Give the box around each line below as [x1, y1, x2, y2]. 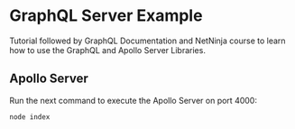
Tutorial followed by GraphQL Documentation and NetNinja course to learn [9, 35, 286, 46]
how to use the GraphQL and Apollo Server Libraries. [9, 44, 206, 55]
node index [9, 112, 51, 122]
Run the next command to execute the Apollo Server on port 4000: [9, 95, 257, 106]
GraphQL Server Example [9, 5, 203, 26]
